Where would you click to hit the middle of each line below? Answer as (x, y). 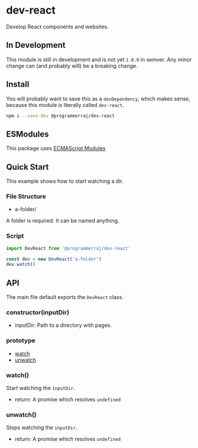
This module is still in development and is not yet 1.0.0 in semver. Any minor (99, 59)
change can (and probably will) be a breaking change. (72, 66)
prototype (21, 340)
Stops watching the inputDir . (42, 428)
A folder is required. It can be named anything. (63, 221)
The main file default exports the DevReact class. (65, 297)
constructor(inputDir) (38, 313)
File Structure (26, 196)
